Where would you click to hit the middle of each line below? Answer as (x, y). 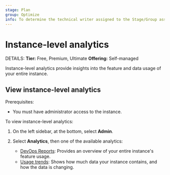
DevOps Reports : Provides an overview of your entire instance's (87, 151)
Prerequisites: (20, 102)
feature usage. (35, 156)
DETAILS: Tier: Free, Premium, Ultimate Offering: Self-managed (72, 58)
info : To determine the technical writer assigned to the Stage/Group (81, 19)
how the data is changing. (47, 167)
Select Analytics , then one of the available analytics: (68, 141)
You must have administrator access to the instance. (67, 112)
